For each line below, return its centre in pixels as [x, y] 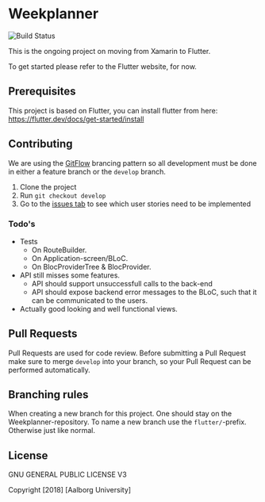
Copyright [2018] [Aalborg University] [70, 490]
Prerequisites [42, 92]
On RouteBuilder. [59, 250]
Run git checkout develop [63, 195]
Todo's [22, 224]
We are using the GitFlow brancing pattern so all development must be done [132, 163]
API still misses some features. [70, 275]
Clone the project [48, 186]
